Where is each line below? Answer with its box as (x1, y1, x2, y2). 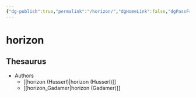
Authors (14, 72, 34, 79)
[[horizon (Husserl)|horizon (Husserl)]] (23, 78, 117, 85)
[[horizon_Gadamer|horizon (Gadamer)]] (23, 84, 121, 91)
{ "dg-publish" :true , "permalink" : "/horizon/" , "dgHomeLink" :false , (6, 8, 168, 15)
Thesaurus (6, 56, 47, 67)
